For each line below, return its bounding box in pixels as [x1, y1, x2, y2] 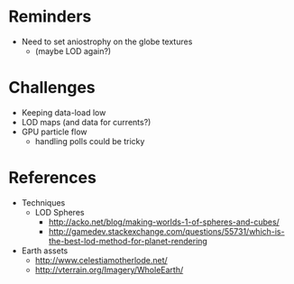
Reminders [8, 6, 92, 27]
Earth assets [21, 245, 69, 256]
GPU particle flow [21, 126, 87, 137]
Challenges [8, 78, 96, 98]
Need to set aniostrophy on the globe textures [21, 36, 193, 47]
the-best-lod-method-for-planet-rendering [48, 235, 208, 246]
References [8, 168, 96, 188]
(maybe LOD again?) [34, 45, 112, 56]
